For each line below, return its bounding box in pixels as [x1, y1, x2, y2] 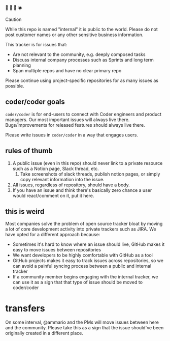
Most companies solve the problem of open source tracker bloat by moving [5, 221, 163, 227]
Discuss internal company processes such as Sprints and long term [12, 57, 154, 63]
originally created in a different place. [5, 330, 84, 336]
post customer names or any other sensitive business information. [5, 32, 144, 38]
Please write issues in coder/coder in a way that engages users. [5, 132, 139, 138]
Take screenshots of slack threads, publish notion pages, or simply [20, 170, 160, 177]
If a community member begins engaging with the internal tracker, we [12, 274, 158, 280]
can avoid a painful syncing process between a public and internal [12, 263, 152, 269]
